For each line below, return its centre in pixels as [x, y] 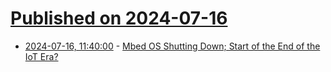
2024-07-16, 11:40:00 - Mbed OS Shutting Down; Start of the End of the [172, 46]
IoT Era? [41, 56]
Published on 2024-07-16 [119, 18]
